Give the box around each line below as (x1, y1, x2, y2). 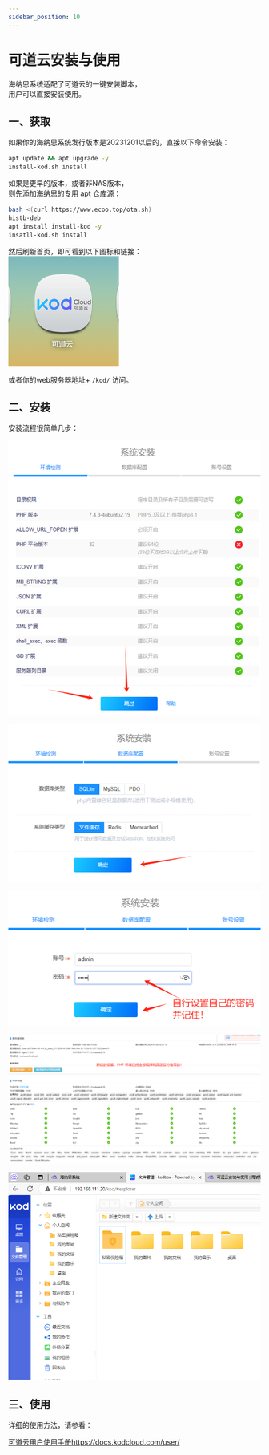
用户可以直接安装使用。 (8, 89, 86, 99)
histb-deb (8, 214, 42, 222)
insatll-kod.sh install (8, 231, 88, 239)
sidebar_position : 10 (8, 13, 81, 21)
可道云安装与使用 (8, 51, 122, 69)
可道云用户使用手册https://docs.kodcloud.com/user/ (8, 1437, 180, 1447)
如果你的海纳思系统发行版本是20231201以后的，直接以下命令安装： (8, 137, 230, 148)
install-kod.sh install (8, 163, 88, 172)
